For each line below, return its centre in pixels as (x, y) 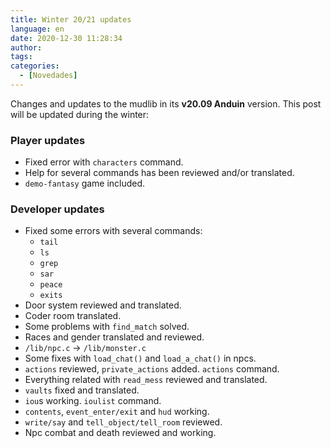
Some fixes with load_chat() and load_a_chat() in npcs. (140, 358)
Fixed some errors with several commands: (113, 231)
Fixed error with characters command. (104, 162)
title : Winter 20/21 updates (71, 19)
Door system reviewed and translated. (103, 305)
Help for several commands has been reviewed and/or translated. (159, 173)
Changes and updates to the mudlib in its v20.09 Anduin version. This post (166, 103)
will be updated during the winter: (80, 114)
